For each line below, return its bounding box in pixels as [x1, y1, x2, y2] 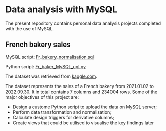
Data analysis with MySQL [5, 4, 118, 15]
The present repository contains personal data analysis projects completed [5, 20, 161, 26]
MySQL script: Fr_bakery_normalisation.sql [5, 54, 94, 60]
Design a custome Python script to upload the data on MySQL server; [12, 104, 157, 110]
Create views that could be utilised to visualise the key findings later [12, 120, 154, 126]
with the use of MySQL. [5, 25, 54, 31]
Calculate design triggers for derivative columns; [12, 114, 115, 120]
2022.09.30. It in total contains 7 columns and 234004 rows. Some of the [5, 89, 158, 95]
